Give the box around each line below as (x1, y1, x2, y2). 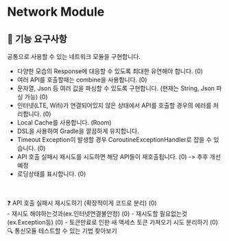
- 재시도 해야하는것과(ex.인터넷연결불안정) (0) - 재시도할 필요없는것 (7, 210, 188, 218)
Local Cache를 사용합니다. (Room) (16, 118, 112, 127)
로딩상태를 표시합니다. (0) (16, 170, 86, 178)
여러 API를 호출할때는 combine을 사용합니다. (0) (16, 76, 147, 84)
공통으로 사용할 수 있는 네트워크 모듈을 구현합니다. (7, 53, 141, 60)
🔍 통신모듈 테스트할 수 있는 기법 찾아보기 (7, 227, 118, 235)
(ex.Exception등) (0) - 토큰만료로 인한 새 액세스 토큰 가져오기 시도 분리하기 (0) (7, 218, 218, 226)
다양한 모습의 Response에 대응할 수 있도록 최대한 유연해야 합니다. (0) (16, 67, 204, 75)
